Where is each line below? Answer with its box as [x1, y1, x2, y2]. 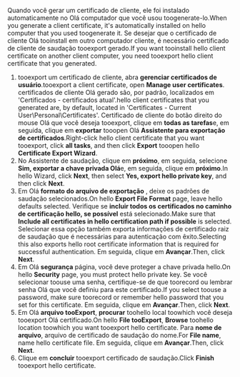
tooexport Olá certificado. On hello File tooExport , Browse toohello [17, 316, 214, 324]
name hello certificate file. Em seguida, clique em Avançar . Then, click [17, 338, 224, 347]
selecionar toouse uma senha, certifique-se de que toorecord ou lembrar [17, 278, 233, 286]
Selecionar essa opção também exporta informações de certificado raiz [17, 225, 230, 233]
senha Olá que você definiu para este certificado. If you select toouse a [17, 286, 227, 293]
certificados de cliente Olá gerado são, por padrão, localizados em [17, 89, 214, 96]
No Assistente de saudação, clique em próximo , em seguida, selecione [17, 156, 228, 165]
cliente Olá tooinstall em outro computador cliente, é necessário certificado [7, 36, 229, 45]
